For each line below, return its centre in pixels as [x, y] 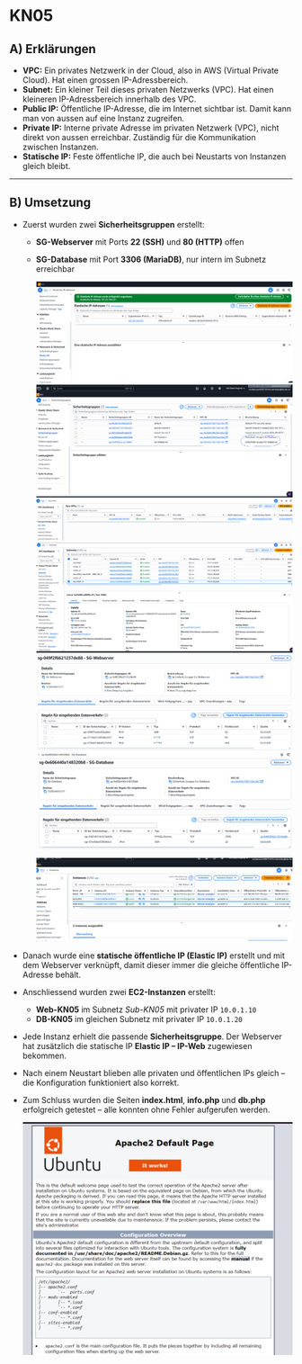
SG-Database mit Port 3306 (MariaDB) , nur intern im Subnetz [151, 259]
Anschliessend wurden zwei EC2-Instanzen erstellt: [119, 992]
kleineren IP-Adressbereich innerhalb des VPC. [109, 99]
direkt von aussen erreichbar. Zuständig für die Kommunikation [139, 137]
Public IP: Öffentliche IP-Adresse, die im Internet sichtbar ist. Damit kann [157, 108]
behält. [68, 975]
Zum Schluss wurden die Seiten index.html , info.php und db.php [144, 1100]
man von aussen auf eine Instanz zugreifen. [103, 118]
